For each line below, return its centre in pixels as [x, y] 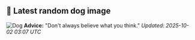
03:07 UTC [28, 32]
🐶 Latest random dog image [58, 11]
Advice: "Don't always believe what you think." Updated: [94, 25]
